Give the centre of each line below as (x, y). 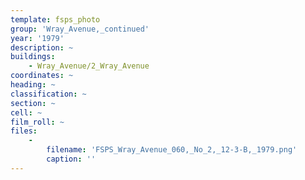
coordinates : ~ (42, 76)
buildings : (33, 57)
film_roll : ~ (37, 122)
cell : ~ (26, 112)
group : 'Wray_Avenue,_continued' (80, 29)
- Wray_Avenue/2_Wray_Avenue (89, 66)
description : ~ (42, 47)
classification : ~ (48, 94)
